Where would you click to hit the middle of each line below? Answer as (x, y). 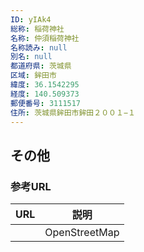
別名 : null (31, 57)
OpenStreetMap (82, 233)
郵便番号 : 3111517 (46, 103)
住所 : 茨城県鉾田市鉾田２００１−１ (73, 112)
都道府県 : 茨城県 (41, 66)
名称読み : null (39, 47)
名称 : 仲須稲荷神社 (45, 38)
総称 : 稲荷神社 (37, 29)
